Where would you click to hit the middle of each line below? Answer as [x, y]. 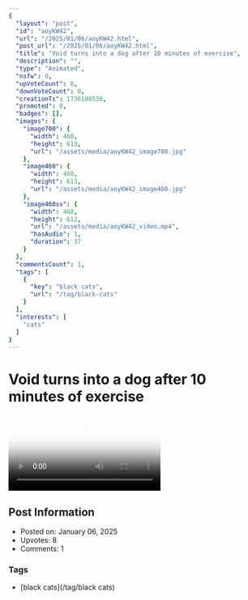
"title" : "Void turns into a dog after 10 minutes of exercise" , [128, 53]
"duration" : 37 [56, 242]
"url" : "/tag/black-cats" [73, 295]
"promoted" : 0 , [41, 106]
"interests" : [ [41, 317]
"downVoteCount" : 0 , [50, 91]
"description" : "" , [49, 62]
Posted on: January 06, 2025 [68, 532]
